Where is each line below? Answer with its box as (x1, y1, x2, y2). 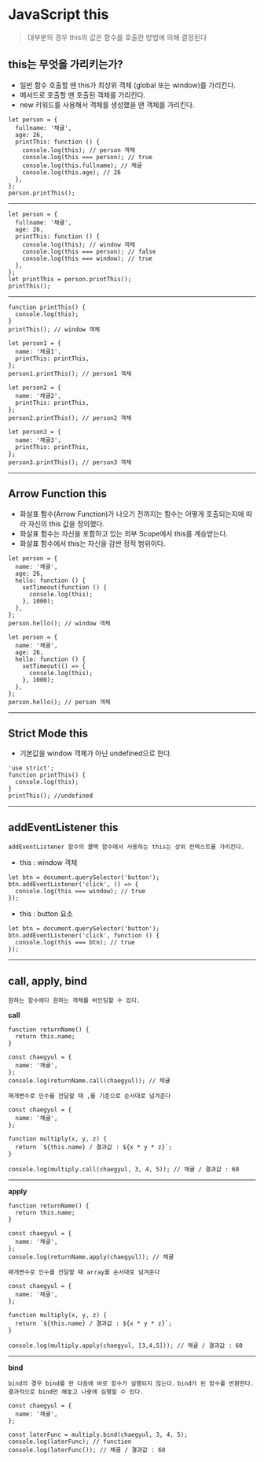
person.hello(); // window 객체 (8, 619, 112, 627)
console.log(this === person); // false (22, 247, 156, 255)
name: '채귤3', (15, 436, 61, 444)
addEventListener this (8, 821, 119, 834)
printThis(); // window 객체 (8, 325, 101, 333)
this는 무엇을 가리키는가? (8, 58, 123, 72)
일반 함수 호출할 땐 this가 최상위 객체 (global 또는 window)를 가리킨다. (19, 80, 236, 90)
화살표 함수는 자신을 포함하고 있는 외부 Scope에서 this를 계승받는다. (19, 529, 229, 538)
